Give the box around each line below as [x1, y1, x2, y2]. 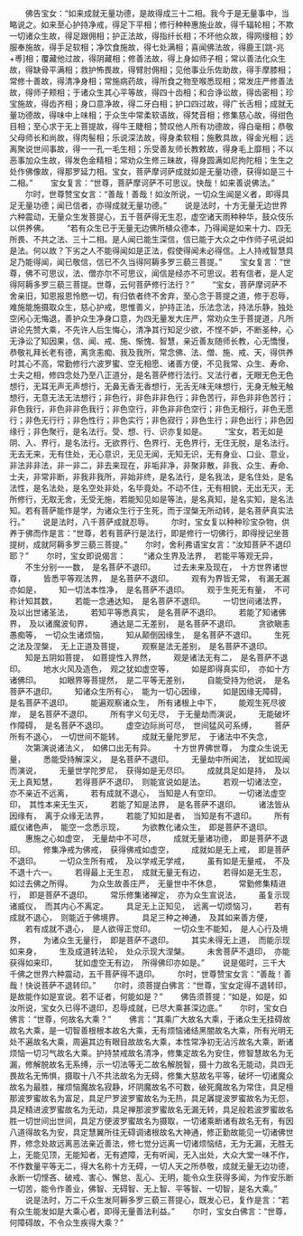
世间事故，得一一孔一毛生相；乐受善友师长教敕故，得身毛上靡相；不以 [32, 144, 294, 154]
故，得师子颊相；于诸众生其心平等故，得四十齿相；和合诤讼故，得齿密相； [9, 87, 286, 98]
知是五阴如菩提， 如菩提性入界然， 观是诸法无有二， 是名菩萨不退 [24, 652, 289, 663]
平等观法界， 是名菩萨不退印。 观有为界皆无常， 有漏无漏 [58, 573, 290, 583]
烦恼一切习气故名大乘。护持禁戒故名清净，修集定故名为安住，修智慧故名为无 [9, 1048, 294, 1058]
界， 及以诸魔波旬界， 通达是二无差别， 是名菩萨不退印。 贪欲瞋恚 [9, 618, 290, 628]
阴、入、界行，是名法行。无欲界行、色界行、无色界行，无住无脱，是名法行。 [9, 438, 294, 448]
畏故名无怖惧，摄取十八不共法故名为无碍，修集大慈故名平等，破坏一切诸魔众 [9, 1071, 294, 1080]
